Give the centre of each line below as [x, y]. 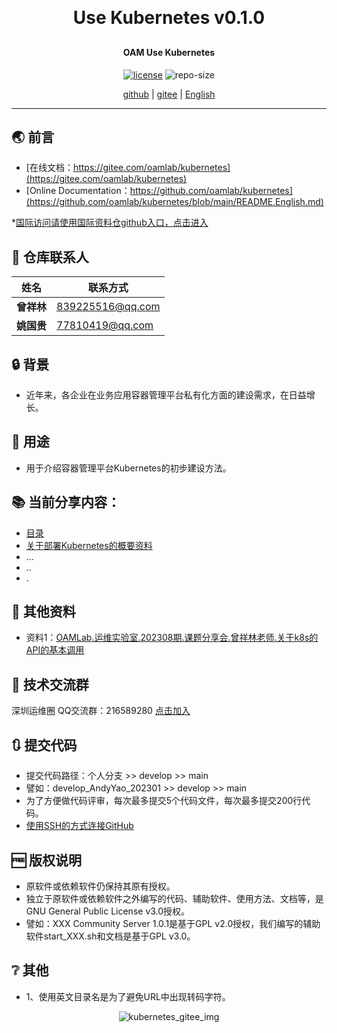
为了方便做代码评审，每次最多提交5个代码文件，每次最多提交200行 [164, 801]
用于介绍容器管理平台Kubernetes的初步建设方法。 [128, 468]
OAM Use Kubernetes [169, 52]
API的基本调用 [55, 650]
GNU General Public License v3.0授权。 [108, 911]
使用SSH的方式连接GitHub [79, 826]
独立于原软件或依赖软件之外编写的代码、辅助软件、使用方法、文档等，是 [174, 898]
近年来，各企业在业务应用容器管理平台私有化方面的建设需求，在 [157, 395]
